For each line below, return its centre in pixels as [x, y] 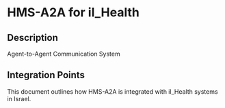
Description [32, 38]
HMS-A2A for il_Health [74, 13]
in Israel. [19, 98]
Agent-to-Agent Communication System [64, 54]
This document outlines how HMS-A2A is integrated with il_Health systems [112, 91]
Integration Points [46, 75]
